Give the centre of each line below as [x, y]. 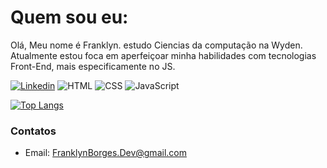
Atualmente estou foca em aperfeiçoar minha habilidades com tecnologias [163, 55]
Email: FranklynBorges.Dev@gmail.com [105, 153]
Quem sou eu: [69, 17]
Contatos [33, 131]
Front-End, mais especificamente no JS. [93, 66]
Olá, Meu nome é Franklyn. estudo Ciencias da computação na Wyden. [156, 45]
